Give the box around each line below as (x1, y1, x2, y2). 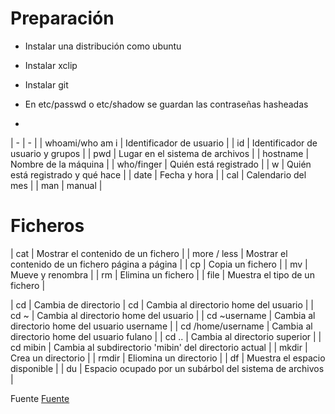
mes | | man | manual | (10, 179, 103, 191)
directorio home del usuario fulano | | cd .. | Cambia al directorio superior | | (10, 330, 322, 342)
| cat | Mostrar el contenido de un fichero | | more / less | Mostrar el (10, 247, 288, 259)
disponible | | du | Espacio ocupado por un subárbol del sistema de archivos (10, 362, 325, 374)
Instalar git (24, 78, 69, 91)
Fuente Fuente (10, 392, 70, 404)
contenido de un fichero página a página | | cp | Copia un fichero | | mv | (10, 258, 308, 270)
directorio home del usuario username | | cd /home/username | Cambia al (10, 320, 313, 332)
